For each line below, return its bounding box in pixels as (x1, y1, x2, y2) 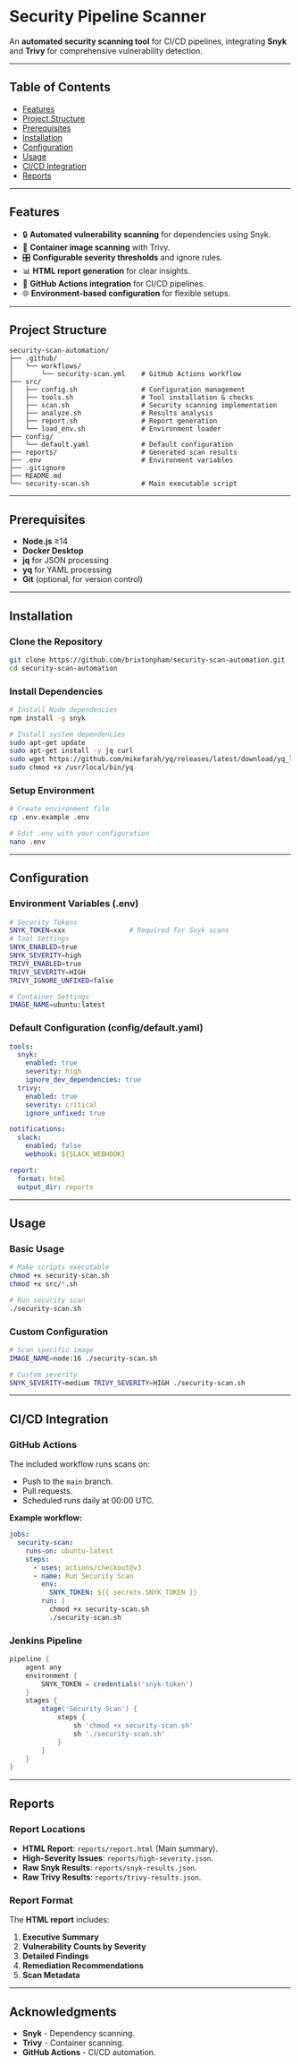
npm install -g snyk (9, 714, 87, 723)
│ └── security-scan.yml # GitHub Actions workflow (9, 370, 242, 379)
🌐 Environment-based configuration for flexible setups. (21, 287, 231, 298)
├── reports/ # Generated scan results (9, 448, 238, 458)
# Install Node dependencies (9, 705, 118, 714)
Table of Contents (9, 80, 112, 95)
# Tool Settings (9, 934, 70, 944)
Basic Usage (9, 1242, 65, 1255)
